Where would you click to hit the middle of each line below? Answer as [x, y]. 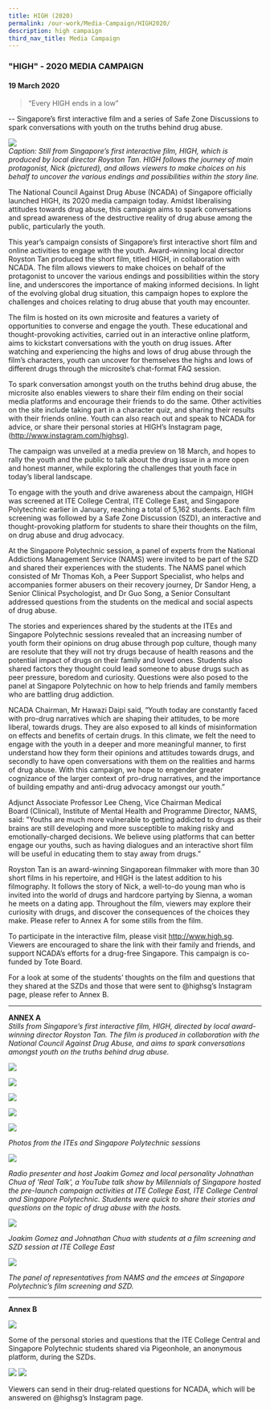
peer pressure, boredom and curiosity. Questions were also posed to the [129, 677]
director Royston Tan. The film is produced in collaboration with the [147, 1035]
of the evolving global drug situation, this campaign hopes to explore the [128, 294]
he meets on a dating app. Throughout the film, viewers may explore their [130, 904]
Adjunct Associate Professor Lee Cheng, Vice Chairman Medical [115, 803]
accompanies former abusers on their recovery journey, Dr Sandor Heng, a [132, 585]
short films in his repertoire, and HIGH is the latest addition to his [115, 878]
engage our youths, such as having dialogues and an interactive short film [131, 845]
